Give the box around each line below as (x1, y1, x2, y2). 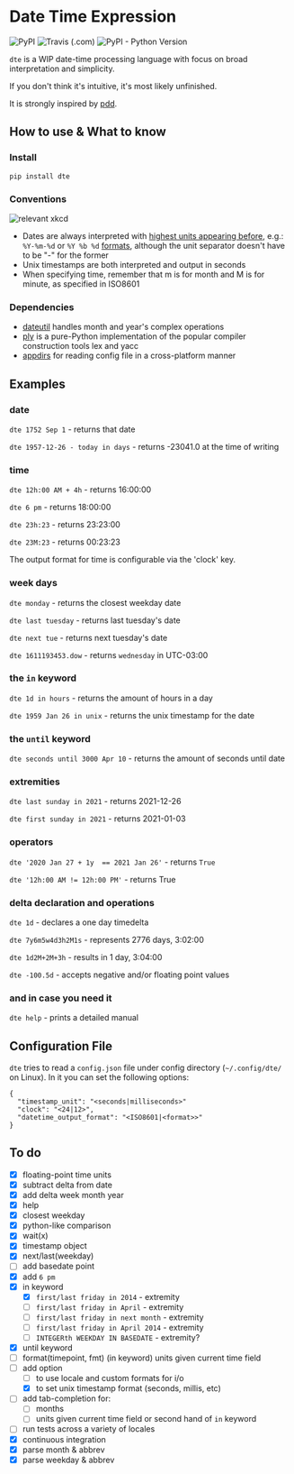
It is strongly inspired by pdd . (9, 97, 118, 109)
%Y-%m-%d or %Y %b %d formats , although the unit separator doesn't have (22, 240, 286, 251)
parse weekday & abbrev (22, 1454, 115, 1465)
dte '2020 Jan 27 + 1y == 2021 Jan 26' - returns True (9, 856, 216, 867)
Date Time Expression (9, 6, 177, 27)
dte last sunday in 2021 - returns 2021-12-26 (9, 796, 182, 807)
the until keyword (9, 732, 92, 745)
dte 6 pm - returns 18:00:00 (9, 502, 111, 513)
